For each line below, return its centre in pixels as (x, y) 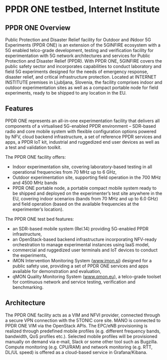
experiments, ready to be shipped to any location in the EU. (66, 93)
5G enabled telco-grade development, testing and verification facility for (79, 50)
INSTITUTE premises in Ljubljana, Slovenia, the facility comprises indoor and (84, 82)
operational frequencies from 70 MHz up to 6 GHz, (65, 172)
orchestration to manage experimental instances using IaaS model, (81, 244)
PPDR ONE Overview (38, 28)
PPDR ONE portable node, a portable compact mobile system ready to (84, 188)
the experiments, (30, 255)
